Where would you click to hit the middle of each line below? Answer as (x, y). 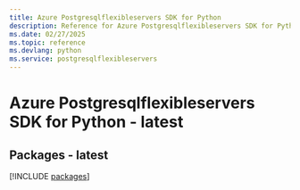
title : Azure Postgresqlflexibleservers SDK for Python (115, 17)
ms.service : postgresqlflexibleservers (83, 59)
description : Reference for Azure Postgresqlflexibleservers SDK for (142, 26)
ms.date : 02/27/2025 (48, 34)
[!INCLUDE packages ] (50, 176)
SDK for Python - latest (96, 122)
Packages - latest (59, 155)
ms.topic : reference (48, 42)
